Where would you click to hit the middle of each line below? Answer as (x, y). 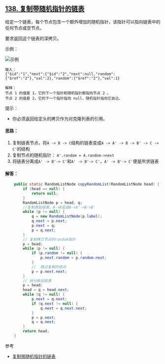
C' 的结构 (21, 149)
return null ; (45, 193)
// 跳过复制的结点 (49, 267)
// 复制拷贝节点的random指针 (49, 239)
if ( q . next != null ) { (55, 303)
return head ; (36, 331)
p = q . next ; (44, 230)
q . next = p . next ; (49, 221)
